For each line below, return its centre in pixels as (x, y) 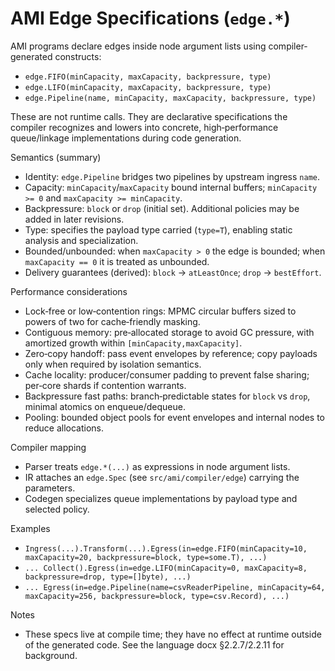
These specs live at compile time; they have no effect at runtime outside (173, 634)
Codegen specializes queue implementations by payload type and (161, 498)
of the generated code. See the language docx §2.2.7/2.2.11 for (154, 644)
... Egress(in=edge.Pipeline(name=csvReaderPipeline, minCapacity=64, (175, 587)
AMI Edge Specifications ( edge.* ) (150, 18)
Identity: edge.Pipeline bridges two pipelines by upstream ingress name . (172, 176)
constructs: (78, 56)
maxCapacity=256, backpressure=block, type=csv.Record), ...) (157, 596)
